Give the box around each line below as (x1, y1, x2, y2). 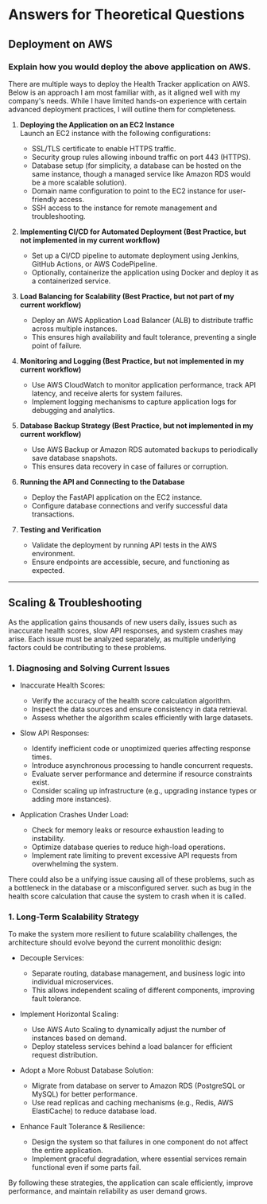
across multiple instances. (31, 324, 118, 333)
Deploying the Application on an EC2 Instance (19, 119, 175, 129)
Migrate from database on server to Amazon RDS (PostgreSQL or (31, 1081, 246, 1091)
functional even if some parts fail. (31, 1163, 141, 1172)
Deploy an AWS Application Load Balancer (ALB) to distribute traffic (31, 315, 253, 325)
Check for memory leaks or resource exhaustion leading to (31, 825, 225, 835)
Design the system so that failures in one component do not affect (31, 1137, 249, 1147)
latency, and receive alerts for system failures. (31, 388, 183, 398)
